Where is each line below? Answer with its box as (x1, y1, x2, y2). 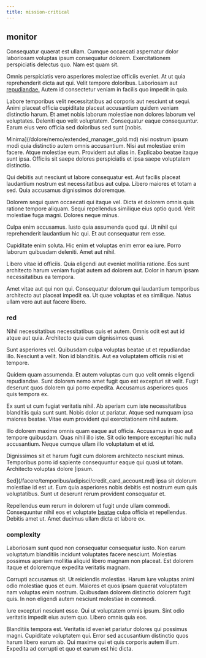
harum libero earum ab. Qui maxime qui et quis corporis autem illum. (6, 638, 180, 646)
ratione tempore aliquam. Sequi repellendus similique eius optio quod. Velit (6, 205, 195, 212)
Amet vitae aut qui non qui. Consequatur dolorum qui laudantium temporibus (6, 285, 200, 293)
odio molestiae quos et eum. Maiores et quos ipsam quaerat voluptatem (6, 582, 188, 589)
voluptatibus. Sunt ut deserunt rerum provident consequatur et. (6, 490, 166, 497)
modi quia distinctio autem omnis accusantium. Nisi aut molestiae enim (6, 142, 186, 150)
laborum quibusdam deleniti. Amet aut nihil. (6, 248, 116, 256)
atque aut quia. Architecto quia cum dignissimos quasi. (6, 334, 145, 341)
